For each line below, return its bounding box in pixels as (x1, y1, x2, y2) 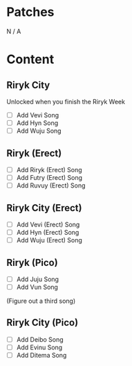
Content (6, 51, 55, 67)
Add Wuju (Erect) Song (16, 236, 82, 244)
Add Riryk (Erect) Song (16, 165, 82, 174)
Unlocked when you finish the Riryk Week (6, 97, 126, 106)
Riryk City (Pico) (6, 317, 79, 328)
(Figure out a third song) (6, 297, 76, 306)
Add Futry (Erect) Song (16, 174, 83, 181)
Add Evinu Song (16, 343, 63, 351)
